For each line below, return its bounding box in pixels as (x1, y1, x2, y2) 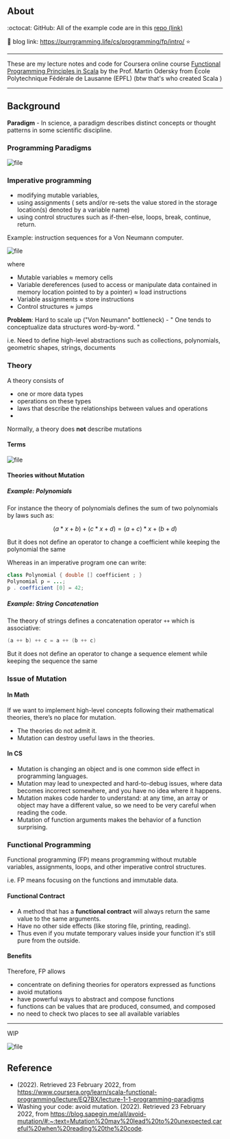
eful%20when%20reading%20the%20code (16, 1124, 142, 1132)
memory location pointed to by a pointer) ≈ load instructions (16, 288, 187, 297)
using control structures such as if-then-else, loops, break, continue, (16, 213, 211, 221)
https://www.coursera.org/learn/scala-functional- (16, 1088, 157, 1096)
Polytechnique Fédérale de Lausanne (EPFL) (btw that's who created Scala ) (7, 74, 222, 82)
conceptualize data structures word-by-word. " (7, 323, 140, 331)
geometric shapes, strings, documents (7, 344, 116, 352)
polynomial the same (7, 545, 66, 553)
